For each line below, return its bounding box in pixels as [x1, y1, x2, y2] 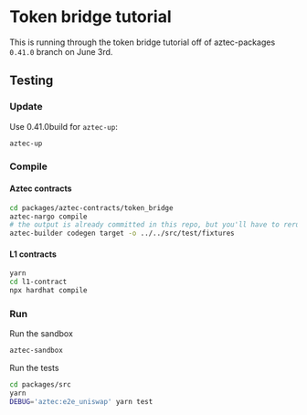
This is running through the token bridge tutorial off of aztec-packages [9, 37, 276, 48]
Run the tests [9, 363, 59, 374]
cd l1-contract [9, 277, 68, 287]
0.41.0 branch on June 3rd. [9, 46, 113, 57]
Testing [9, 73, 54, 89]
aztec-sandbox [9, 346, 64, 356]
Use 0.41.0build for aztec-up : [9, 121, 119, 132]
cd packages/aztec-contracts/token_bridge [9, 203, 174, 212]
